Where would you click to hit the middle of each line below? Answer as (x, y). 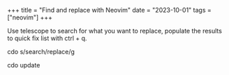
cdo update (24, 65)
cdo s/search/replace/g (41, 52)
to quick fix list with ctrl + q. (47, 38)
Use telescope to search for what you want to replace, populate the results (114, 31)
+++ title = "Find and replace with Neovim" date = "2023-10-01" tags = (109, 10)
